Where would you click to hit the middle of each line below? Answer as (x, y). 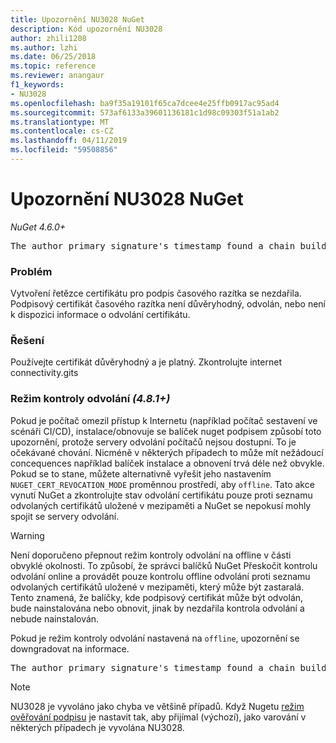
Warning (27, 535)
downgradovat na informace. (70, 648)
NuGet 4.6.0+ (38, 227)
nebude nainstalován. (55, 618)
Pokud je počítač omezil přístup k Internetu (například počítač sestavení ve (164, 420)
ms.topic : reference (53, 66)
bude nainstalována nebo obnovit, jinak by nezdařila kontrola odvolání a (157, 608)
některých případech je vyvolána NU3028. (97, 727)
